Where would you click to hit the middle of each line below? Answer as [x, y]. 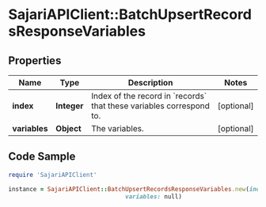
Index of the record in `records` [149, 96]
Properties [35, 60]
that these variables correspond [150, 106]
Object [68, 128]
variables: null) [154, 196]
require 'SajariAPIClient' [53, 175]
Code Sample [42, 157]
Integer [69, 106]
